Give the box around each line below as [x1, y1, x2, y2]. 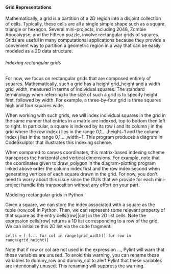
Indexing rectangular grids [5, 59, 61, 66]
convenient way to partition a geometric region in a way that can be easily [5, 42, 161, 48]
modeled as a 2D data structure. [5, 48, 73, 54]
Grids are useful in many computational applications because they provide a [5, 37, 165, 43]
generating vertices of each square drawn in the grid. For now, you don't [5, 171, 158, 177]
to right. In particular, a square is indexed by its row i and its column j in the [5, 123, 163, 130]
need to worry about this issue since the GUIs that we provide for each [5, 177, 154, 183]
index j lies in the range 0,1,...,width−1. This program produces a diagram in [5, 134, 162, 140]
